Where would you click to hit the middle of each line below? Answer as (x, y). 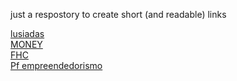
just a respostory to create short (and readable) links (118, 14)
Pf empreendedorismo (56, 65)
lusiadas (27, 33)
